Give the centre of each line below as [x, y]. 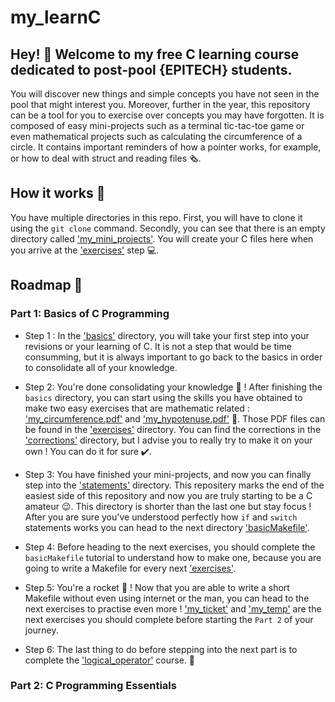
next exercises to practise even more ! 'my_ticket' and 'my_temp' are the [173, 608]
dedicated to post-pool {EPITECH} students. [151, 69]
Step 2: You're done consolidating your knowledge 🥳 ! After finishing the [173, 387]
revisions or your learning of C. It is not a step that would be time [158, 346]
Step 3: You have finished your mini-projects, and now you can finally [168, 474]
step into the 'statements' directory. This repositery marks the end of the [174, 485]
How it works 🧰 [58, 193]
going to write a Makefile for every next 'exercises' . [130, 568]
